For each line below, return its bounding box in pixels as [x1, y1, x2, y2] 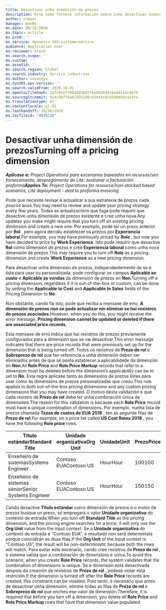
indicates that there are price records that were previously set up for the [5, 341, 152, 347]
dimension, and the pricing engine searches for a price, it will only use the [5, 520, 156, 526]
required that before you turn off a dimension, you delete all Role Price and [5, 594, 158, 600]
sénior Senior [8, 485, 38, 492]
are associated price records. [5, 321, 67, 327]
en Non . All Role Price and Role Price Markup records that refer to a [5, 362, 143, 369]
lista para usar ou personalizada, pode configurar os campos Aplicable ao [5, 270, 157, 276]
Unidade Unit [100, 438, 130, 445]
